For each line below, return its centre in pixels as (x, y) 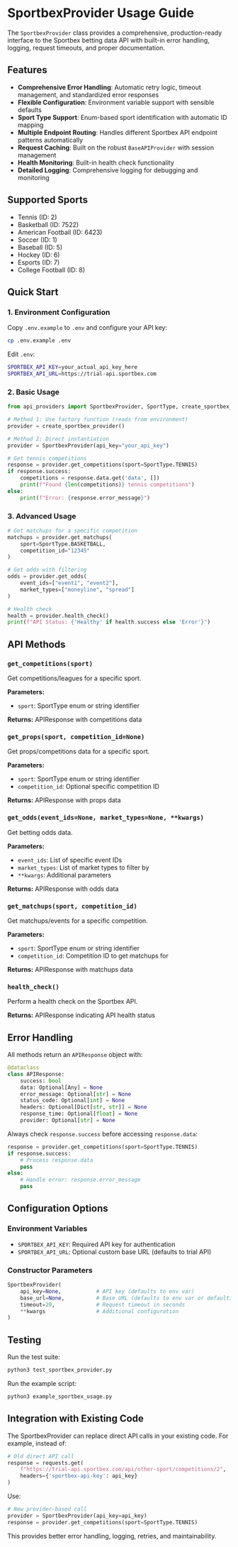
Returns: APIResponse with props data (64, 800)
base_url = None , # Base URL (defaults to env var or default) (126, 1298)
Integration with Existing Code (75, 1419)
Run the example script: (42, 1383)
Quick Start (33, 292)
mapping (30, 125)
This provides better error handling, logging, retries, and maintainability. (112, 1536)
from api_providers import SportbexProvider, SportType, (93, 407)
